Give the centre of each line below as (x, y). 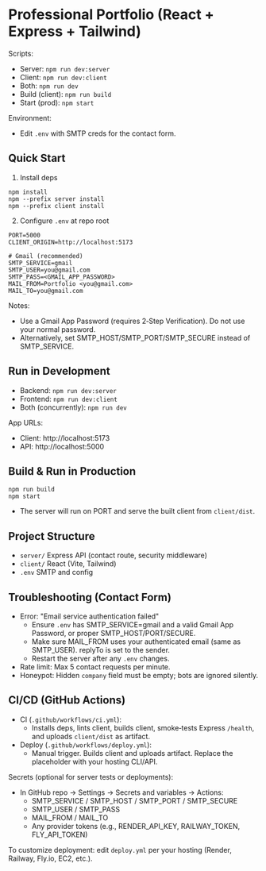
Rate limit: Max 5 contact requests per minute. (95, 667)
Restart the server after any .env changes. (100, 658)
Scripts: (21, 53)
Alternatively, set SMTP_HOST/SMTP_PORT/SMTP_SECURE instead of (135, 337)
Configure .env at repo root (64, 221)
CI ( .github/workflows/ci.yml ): (70, 719)
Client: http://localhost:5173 (65, 437)
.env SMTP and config (56, 572)
